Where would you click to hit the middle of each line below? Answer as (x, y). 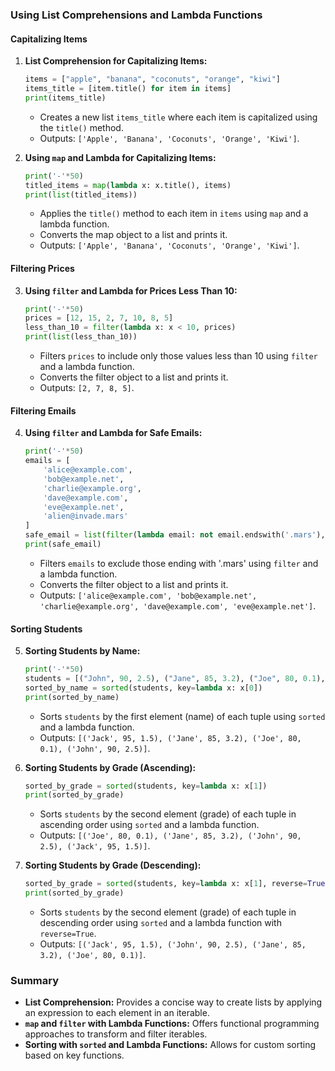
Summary (35, 981)
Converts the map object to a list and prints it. (133, 235)
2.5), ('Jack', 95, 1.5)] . (95, 846)
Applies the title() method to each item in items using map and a (174, 214)
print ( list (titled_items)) (81, 194)
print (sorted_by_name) (72, 697)
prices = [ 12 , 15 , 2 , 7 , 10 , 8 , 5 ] (99, 318)
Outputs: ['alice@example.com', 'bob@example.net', (148, 595)
